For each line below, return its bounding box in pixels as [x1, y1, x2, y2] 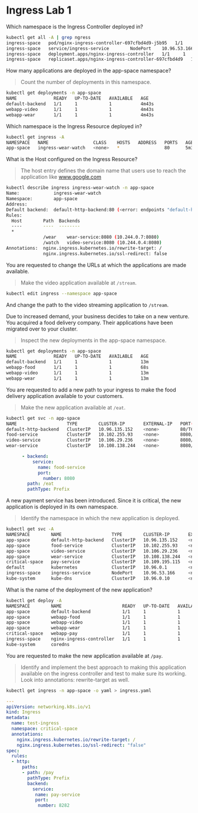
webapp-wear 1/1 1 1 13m [6, 376, 149, 381]
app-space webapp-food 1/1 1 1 [6, 614, 181, 620]
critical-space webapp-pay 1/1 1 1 [6, 631, 181, 636]
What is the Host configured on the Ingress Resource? [6, 156, 138, 163]
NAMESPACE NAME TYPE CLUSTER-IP [6, 532, 170, 538]
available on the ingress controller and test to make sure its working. [20, 670, 187, 677]
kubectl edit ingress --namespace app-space [6, 290, 117, 296]
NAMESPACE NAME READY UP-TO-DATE [6, 603, 170, 609]
